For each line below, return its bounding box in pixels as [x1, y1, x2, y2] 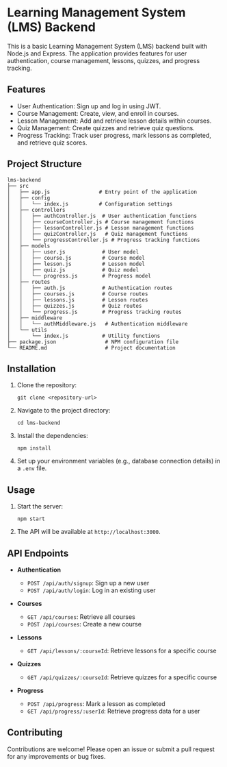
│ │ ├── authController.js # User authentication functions [7, 212, 197, 219]
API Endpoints [7, 547, 69, 559]
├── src [7, 182, 29, 189]
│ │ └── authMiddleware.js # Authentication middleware [7, 320, 188, 327]
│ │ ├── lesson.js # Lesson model [7, 260, 146, 267]
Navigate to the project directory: [16, 406, 111, 415]
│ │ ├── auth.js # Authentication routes [7, 284, 173, 291]
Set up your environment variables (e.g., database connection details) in [16, 457, 221, 465]
